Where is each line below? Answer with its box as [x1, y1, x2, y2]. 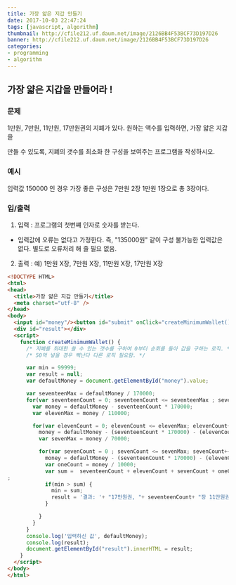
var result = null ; [25, 371, 83, 378]
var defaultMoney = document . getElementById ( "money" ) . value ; [25, 377, 209, 385]
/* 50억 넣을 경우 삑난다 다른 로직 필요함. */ [25, 352, 146, 359]
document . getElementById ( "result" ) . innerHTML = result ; [25, 546, 193, 553]
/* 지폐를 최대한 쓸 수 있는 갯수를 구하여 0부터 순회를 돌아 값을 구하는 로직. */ [25, 345, 234, 352]
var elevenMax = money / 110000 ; [32, 409, 131, 416]
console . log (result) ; [25, 539, 90, 546]
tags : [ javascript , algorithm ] [7, 23, 99, 30]
